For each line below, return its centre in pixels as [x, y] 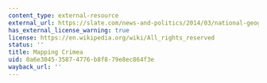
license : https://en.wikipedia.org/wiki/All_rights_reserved [112, 38]
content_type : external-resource [64, 15]
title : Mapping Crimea [46, 52]
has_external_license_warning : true [69, 30]
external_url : [32, 23]
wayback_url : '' [35, 67]
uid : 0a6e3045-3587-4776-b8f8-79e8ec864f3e [81, 60]
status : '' [26, 45]
